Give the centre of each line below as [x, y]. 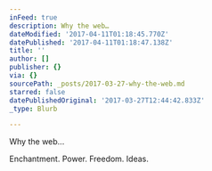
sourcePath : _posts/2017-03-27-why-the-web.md [97, 84]
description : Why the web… [59, 26]
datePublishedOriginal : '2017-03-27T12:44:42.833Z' [107, 100]
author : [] [29, 59]
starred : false [37, 92]
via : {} [24, 76]
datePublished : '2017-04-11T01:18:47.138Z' [91, 42]
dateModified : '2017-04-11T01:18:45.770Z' [89, 34]
